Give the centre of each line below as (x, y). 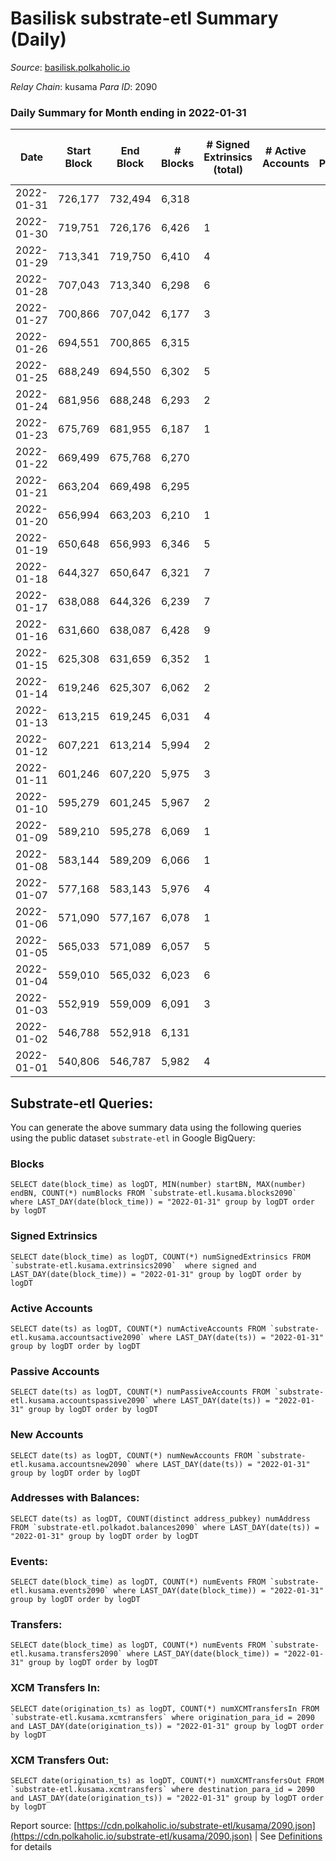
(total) (228, 170)
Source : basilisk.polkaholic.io (70, 67)
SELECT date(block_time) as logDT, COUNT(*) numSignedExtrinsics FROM (160, 1257)
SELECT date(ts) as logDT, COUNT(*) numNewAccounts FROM (131, 1455)
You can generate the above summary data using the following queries (156, 1128)
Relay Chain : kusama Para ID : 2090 (84, 86)
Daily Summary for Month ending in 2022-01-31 (128, 112)
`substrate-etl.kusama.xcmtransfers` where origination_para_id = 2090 (162, 1717)
